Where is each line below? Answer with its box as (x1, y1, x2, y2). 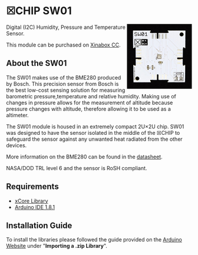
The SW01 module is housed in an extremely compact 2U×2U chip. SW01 (6, 122, 184, 130)
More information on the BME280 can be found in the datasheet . (6, 153, 163, 160)
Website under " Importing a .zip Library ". (6, 243, 108, 250)
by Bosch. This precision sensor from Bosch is (6, 80, 119, 87)
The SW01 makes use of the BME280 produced (6, 74, 121, 81)
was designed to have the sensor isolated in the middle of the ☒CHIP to (6, 129, 180, 136)
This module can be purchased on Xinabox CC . (6, 41, 121, 48)
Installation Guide (6, 220, 72, 230)
